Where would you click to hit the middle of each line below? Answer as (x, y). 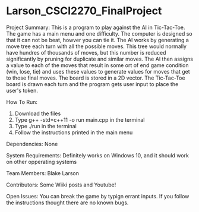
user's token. (22, 90)
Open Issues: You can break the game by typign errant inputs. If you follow (98, 196)
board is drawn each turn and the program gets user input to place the (92, 84)
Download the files (38, 113)
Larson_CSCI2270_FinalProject (84, 11)
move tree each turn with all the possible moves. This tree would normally (97, 46)
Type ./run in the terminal (46, 126)
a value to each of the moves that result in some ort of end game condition (97, 65)
